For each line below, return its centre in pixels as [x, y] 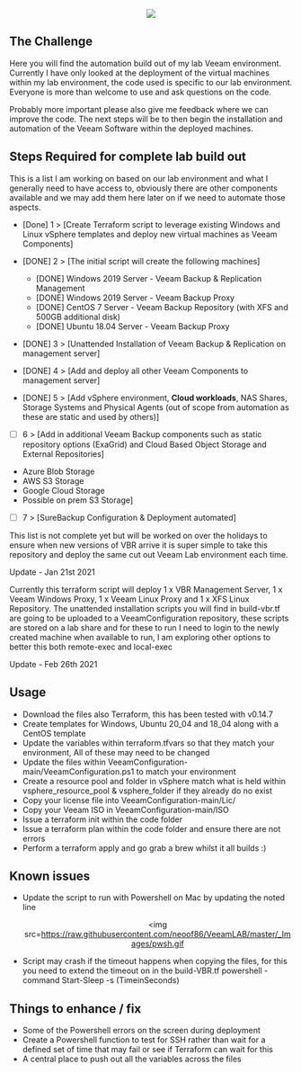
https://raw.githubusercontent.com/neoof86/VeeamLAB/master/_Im [166, 934]
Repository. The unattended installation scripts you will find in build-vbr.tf [145, 608]
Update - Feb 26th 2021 [53, 664]
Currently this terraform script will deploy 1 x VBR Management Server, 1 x [146, 589]
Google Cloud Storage [63, 490]
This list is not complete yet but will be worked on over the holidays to [138, 535]
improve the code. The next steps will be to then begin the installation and [146, 119]
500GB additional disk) [78, 317]
